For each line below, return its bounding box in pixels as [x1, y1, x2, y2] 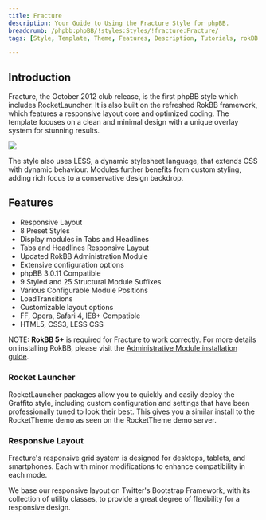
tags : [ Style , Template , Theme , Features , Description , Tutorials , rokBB [8, 34, 259, 42]
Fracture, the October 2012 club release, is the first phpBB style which [8, 92, 239, 101]
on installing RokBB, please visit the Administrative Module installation [8, 343, 237, 352]
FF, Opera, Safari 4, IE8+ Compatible [19, 311, 141, 320]
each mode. [8, 470, 48, 480]
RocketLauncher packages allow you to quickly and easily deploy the [8, 390, 235, 399]
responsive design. [8, 502, 71, 512]
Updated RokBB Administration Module [19, 251, 149, 260]
